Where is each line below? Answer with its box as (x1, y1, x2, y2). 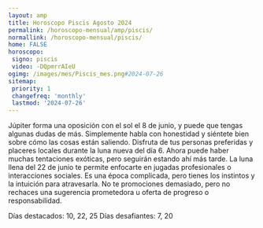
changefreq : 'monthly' (11, 92, 87, 100)
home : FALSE (8, 41, 47, 49)
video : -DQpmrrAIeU (11, 63, 76, 71)
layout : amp (8, 11, 47, 20)
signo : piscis (11, 56, 58, 64)
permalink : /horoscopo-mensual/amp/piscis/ (8, 26, 154, 34)
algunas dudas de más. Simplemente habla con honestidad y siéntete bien (8, 129, 250, 138)
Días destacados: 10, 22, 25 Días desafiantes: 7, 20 (8, 211, 173, 221)
